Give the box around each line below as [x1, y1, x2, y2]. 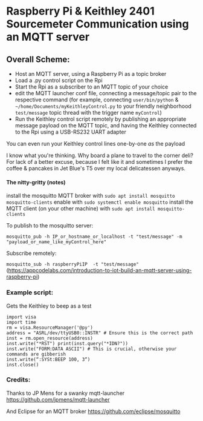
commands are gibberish [6, 351, 66, 357]
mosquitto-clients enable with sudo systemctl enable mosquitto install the [6, 198, 193, 206]
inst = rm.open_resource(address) [6, 335, 94, 341]
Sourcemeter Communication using [6, 17, 189, 31]
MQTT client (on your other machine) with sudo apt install [6, 205, 155, 212]
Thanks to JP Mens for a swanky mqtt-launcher [6, 389, 125, 397]
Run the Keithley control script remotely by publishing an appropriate [14, 115, 187, 123]
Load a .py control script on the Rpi [14, 77, 103, 84]
